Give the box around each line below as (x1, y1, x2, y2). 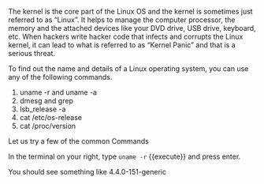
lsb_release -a (19, 104, 66, 114)
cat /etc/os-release (19, 113, 83, 122)
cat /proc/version (19, 122, 76, 130)
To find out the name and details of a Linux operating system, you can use (8, 64, 249, 73)
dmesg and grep (19, 96, 73, 105)
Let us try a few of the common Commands (8, 137, 150, 145)
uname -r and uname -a (19, 88, 97, 97)
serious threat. (8, 49, 56, 58)
